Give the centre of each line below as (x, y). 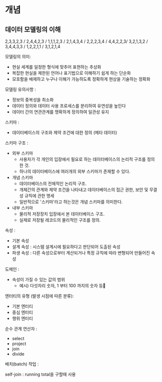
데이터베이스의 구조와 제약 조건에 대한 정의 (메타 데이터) (65, 132)
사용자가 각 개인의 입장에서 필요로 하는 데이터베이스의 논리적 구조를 (82, 159)
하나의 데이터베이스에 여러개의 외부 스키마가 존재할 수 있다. (75, 171)
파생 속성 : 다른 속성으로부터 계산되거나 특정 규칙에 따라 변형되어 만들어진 (81, 253)
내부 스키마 (22, 208)
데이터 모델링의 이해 (33, 29)
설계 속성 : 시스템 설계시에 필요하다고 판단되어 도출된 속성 (66, 247)
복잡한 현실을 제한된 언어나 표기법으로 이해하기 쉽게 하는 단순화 (71, 73)
